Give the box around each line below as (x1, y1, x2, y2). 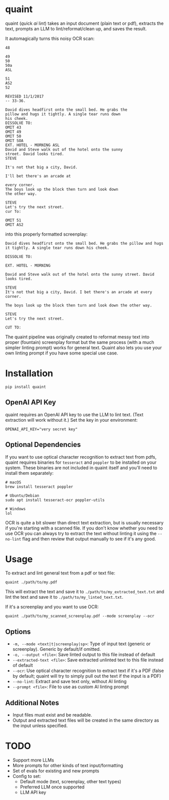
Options (5, 627, 31, 636)
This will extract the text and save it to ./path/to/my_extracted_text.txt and (5, 589, 164, 595)
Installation (5, 368, 53, 379)
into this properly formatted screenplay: (5, 231, 88, 237)
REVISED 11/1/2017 (5, 94, 44, 99)
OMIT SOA (5, 138, 24, 143)
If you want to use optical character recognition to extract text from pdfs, (5, 454, 157, 460)
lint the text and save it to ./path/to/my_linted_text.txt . (5, 594, 124, 600)
